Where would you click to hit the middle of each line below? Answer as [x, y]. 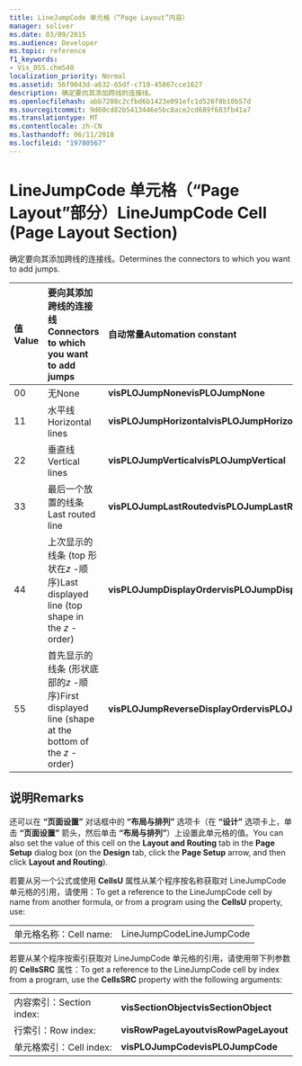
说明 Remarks [47, 798]
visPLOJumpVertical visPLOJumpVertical [196, 460]
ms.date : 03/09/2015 [48, 34]
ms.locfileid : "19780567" [58, 143]
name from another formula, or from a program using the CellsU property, [146, 901]
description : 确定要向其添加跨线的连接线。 [82, 93]
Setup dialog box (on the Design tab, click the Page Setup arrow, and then [147, 852]
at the [60, 730]
